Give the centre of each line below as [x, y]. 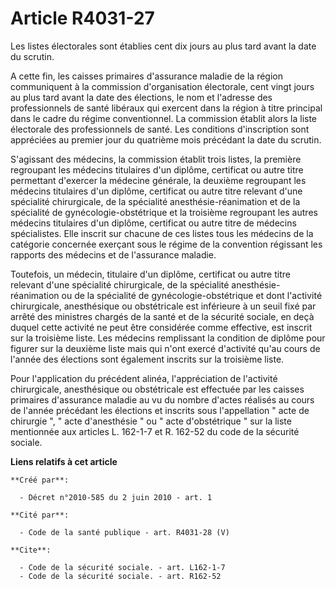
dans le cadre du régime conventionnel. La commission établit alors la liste [164, 118]
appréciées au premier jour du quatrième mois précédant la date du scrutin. [166, 139]
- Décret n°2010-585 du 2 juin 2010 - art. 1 [116, 497]
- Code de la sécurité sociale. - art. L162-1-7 [122, 567]
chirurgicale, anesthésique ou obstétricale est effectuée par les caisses [157, 389]
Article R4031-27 [82, 18]
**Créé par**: [40, 480]
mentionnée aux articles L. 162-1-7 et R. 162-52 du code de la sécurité [155, 431]
